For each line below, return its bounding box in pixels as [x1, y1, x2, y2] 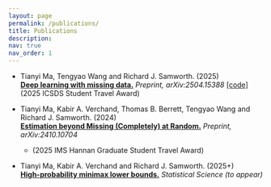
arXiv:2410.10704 [19, 130, 78, 139]
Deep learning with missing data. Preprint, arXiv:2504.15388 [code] [19, 80, 248, 89]
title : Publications [8, 27, 78, 35]
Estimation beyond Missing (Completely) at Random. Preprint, [19, 122, 232, 131]
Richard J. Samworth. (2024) [19, 113, 117, 122]
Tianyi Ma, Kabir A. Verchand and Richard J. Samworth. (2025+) [19, 161, 235, 170]
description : [8, 34, 53, 43]
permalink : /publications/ [8, 19, 100, 27]
